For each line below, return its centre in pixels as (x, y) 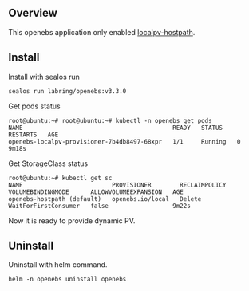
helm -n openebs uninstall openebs (67, 279)
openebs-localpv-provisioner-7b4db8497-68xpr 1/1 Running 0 (125, 142)
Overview (33, 13)
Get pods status (35, 106)
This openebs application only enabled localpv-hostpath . (102, 32)
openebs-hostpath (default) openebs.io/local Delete (105, 199)
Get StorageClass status (48, 163)
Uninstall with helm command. (58, 265)
